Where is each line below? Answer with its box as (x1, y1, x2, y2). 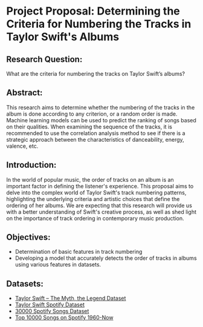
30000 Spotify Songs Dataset (14, 308, 89, 315)
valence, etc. (6, 142, 39, 150)
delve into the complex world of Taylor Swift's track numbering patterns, (6, 189, 187, 196)
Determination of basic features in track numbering (14, 248, 143, 256)
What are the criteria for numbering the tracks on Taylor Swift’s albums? (6, 70, 185, 77)
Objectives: (6, 232, 51, 243)
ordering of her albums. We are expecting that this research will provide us (6, 202, 192, 209)
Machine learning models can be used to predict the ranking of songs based (6, 116, 196, 124)
